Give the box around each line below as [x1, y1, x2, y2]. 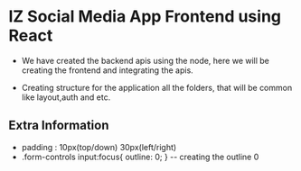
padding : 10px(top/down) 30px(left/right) [21, 141, 177, 152]
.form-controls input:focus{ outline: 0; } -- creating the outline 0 [21, 151, 259, 162]
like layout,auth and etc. [21, 92, 111, 103]
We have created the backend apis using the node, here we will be [21, 55, 270, 66]
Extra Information [8, 118, 109, 133]
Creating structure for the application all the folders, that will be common [21, 82, 293, 93]
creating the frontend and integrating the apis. [21, 65, 193, 76]
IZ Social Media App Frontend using [8, 6, 282, 27]
